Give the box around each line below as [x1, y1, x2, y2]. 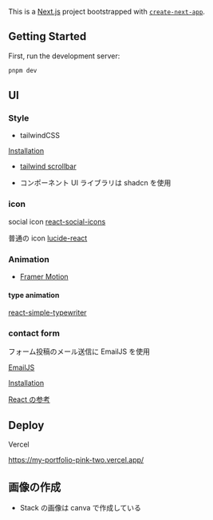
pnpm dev [8, 66, 37, 74]
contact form [8, 327, 60, 339]
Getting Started [8, 30, 87, 43]
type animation [8, 290, 60, 300]
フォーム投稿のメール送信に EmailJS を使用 [8, 347, 150, 356]
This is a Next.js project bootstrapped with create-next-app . [8, 7, 206, 16]
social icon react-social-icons [8, 216, 106, 226]
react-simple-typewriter [8, 308, 87, 318]
